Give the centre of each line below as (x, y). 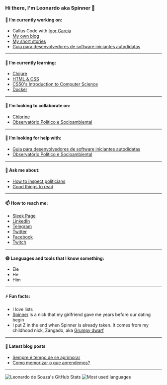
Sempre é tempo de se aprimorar (46, 357)
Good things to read (33, 186)
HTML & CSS (26, 79)
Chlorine (21, 117)
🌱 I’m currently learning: (31, 63)
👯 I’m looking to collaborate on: (38, 105)
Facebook (23, 237)
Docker (20, 89)
